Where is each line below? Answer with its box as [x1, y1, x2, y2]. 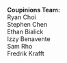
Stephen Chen [7, 21, 48, 28]
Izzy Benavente [7, 35, 51, 43]
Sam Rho [7, 42, 33, 50]
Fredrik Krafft [7, 49, 44, 58]
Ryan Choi [7, 13, 36, 21]
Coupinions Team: [7, 6, 60, 14]
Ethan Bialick [7, 27, 44, 36]
